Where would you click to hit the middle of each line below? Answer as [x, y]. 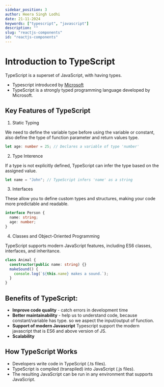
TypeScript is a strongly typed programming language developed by [81, 90]
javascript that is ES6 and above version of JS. [59, 331]
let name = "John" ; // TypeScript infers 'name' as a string [69, 180]
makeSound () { [24, 269]
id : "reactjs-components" [31, 37]
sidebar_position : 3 [26, 10]
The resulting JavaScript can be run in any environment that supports [82, 374]
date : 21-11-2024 [23, 19]
